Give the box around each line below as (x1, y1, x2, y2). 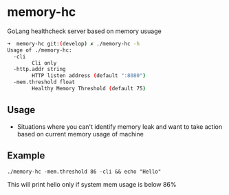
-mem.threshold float (13, 79, 76, 86)
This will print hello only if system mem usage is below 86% (7, 180, 177, 188)
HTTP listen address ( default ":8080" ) (32, 72, 146, 79)
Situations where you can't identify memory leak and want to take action (17, 122, 222, 131)
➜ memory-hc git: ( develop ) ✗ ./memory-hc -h (7, 40, 140, 47)
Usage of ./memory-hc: (7, 46, 72, 54)
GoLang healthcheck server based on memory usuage (7, 27, 162, 35)
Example (7, 150, 45, 162)
